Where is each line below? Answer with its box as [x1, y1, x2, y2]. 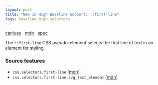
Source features [5, 58, 45, 65]
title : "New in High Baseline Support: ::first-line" [5, 12, 120, 17]
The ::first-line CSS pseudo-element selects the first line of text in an [5, 40, 154, 46]
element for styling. [5, 45, 45, 51]
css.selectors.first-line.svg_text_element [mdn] [12, 74, 118, 80]
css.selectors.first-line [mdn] [12, 69, 80, 75]
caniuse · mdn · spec [5, 30, 48, 36]
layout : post [5, 7, 32, 12]
